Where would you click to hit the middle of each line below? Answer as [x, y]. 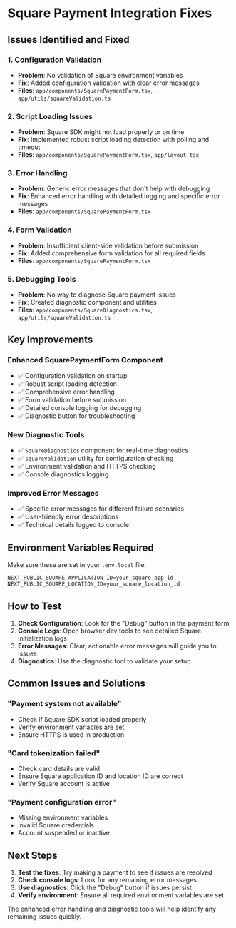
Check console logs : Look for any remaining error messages [107, 880]
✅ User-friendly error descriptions [68, 517]
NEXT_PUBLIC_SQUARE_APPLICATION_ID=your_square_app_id [91, 578]
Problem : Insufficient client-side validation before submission [108, 245]
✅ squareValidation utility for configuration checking [96, 459]
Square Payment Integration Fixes [110, 13]
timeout [29, 147]
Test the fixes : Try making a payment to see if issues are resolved [115, 872]
